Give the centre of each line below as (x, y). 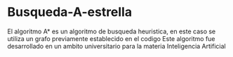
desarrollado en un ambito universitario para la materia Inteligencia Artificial (116, 46)
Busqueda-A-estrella (69, 12)
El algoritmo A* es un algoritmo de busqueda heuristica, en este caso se (112, 31)
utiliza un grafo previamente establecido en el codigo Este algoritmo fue (111, 38)
